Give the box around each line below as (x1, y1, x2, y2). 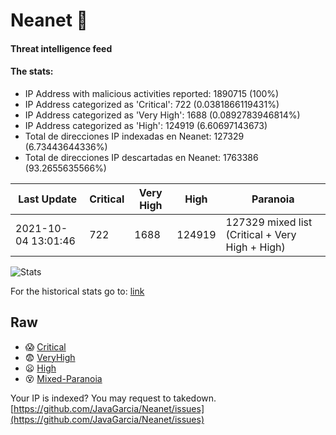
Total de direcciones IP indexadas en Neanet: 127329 (24, 130, 245, 142)
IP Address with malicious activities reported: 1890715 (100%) (24, 87, 280, 99)
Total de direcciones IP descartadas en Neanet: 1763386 (24, 151, 259, 163)
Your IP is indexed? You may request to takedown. (10, 392, 217, 404)
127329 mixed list (225, 215, 313, 229)
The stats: (10, 65, 54, 78)
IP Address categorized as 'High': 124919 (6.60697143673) (24, 119, 268, 131)
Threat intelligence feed (10, 42, 113, 54)
